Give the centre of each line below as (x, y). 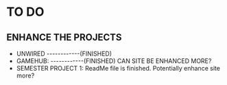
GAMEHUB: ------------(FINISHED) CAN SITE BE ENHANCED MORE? (114, 61)
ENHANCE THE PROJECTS (64, 37)
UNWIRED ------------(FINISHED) (64, 53)
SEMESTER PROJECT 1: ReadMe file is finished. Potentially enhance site (118, 68)
